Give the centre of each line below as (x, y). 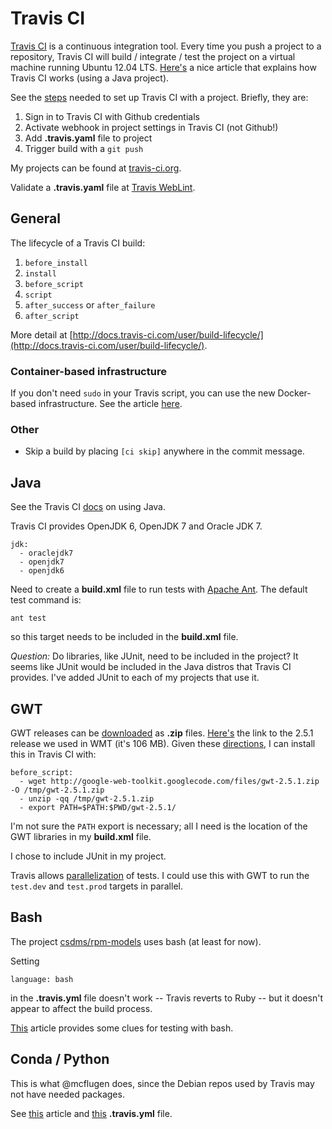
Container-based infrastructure (88, 371)
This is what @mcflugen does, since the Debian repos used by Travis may (162, 1083)
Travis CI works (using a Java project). (90, 78)
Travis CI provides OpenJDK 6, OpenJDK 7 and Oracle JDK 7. (136, 526)
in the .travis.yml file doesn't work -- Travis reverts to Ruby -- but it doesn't (167, 998)
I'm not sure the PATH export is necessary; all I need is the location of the (159, 826)
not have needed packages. (67, 1094)
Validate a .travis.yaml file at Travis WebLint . (103, 187)
